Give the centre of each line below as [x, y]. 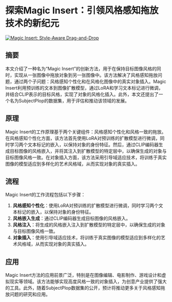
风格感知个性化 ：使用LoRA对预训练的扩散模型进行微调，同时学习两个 [85, 206]
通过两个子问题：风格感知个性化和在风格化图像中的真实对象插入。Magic [90, 81]
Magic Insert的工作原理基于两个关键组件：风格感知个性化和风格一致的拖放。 [86, 132]
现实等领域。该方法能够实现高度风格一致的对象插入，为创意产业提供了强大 [88, 281]
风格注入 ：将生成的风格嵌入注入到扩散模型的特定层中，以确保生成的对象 [89, 225]
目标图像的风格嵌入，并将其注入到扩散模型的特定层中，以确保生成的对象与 [88, 151]
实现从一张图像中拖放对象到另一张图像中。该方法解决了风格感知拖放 [86, 75]
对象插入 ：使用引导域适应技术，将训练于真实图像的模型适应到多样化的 [87, 238]
